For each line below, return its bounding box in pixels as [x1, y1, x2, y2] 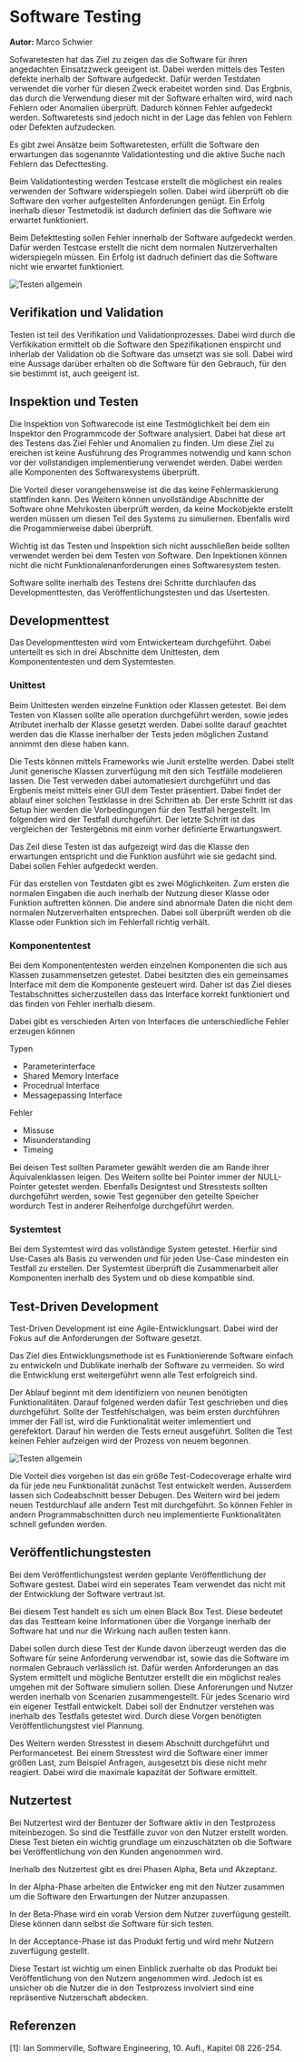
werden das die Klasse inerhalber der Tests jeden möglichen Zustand [9, 728, 269, 739]
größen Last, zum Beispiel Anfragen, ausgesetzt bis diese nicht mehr [9, 1757, 268, 1768]
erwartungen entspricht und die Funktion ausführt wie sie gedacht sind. [9, 851, 278, 862]
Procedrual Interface [22, 1080, 100, 1090]
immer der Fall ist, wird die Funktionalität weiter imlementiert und [9, 1416, 251, 1427]
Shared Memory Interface [22, 1070, 120, 1081]
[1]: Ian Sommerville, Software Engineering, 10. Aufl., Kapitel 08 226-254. [9, 2042, 283, 2053]
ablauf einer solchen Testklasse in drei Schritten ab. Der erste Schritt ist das [9, 794, 293, 805]
